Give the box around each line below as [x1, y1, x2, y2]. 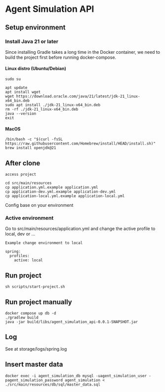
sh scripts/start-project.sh [5, 284, 65, 289]
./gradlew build [5, 315, 39, 320]
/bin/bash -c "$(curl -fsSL [5, 137, 63, 142]
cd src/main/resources [5, 181, 52, 186]
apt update [5, 85, 28, 90]
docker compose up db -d [5, 311, 56, 316]
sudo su [5, 77, 21, 82]
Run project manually [5, 298, 73, 306]
